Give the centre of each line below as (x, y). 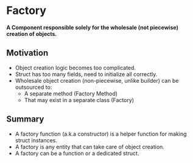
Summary (25, 119)
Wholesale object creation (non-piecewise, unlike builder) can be (97, 80)
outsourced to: (33, 87)
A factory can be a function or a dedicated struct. (77, 153)
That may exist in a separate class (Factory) (79, 100)
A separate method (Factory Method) (71, 93)
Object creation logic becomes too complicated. (75, 68)
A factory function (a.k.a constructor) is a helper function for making (101, 134)
